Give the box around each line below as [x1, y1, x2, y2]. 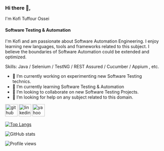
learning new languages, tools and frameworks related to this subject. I [5, 43, 150, 49]
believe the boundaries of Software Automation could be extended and [5, 49, 150, 54]
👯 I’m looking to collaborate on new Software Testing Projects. [12, 89, 139, 95]
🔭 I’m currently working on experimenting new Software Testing [12, 73, 142, 79]
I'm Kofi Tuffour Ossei [5, 16, 49, 22]
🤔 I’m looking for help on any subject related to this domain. [12, 94, 133, 100]
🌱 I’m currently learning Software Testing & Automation [12, 84, 124, 90]
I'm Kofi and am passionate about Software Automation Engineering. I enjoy [5, 38, 159, 44]
